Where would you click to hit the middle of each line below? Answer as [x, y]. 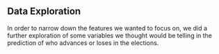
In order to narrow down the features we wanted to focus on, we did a [107, 28]
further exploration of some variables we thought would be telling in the [110, 35]
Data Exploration [44, 11]
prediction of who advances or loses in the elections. [83, 43]
